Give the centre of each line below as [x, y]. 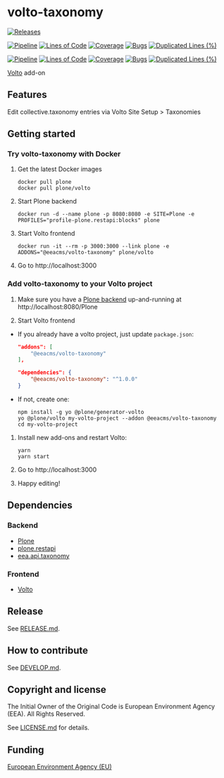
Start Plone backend [47, 201]
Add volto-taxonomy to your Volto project [80, 284]
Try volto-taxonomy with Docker [64, 154]
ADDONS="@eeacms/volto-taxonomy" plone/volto [85, 253]
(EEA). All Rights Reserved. [46, 714]
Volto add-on [26, 73]
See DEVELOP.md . [34, 667]
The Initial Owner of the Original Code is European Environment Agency [111, 707]
